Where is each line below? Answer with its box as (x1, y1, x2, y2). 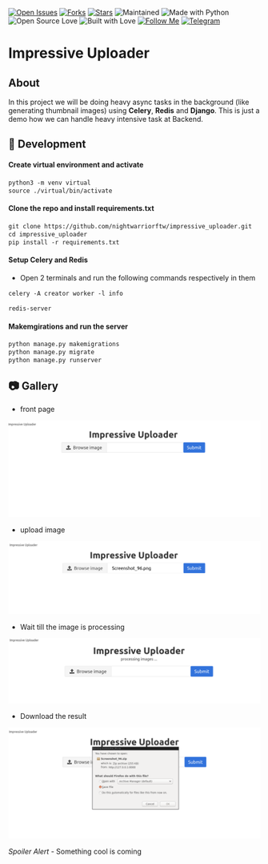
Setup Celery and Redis (8, 255, 88, 264)
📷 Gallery (8, 379, 58, 393)
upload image (19, 525, 66, 535)
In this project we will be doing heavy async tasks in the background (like (8, 97, 250, 107)
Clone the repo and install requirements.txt (8, 204, 154, 213)
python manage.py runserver (8, 357, 102, 365)
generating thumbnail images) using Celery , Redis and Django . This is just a (8, 106, 260, 115)
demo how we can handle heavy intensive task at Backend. (8, 115, 204, 123)
